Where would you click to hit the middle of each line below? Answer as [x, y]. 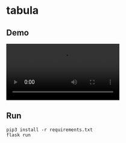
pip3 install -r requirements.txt [50, 130]
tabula [23, 11]
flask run [19, 135]
